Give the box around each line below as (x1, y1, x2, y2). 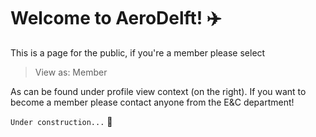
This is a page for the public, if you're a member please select (10, 46, 266, 59)
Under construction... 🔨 (10, 115, 113, 127)
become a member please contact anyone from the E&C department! (10, 96, 295, 108)
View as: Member (34, 66, 108, 78)
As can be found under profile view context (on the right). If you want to (10, 85, 307, 97)
